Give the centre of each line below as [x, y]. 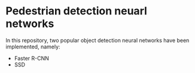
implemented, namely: [33, 47]
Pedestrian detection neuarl [77, 11]
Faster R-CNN [31, 58]
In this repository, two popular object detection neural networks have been [97, 40]
